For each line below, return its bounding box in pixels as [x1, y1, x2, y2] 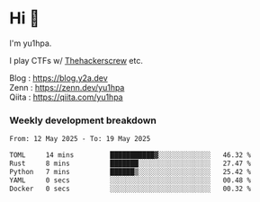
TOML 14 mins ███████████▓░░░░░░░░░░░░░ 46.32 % [9, 151, 252, 160]
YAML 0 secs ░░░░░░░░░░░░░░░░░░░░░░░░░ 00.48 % [9, 175, 252, 185]
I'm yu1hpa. [9, 38, 52, 48]
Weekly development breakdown [9, 114, 157, 127]
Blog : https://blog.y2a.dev [9, 72, 108, 83]
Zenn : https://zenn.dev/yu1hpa [9, 82, 125, 92]
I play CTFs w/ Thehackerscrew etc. [9, 55, 144, 66]
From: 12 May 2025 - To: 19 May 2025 [9, 135, 151, 144]
